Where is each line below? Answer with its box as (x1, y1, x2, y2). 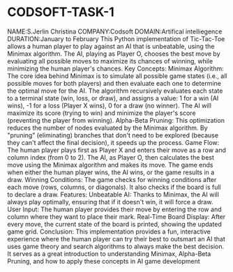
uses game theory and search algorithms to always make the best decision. (7, 242, 225, 250)
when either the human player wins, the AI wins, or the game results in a (7, 168, 215, 176)
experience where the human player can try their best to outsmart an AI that (7, 234, 225, 243)
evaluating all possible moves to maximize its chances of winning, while (7, 56, 213, 65)
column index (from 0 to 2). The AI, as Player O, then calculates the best (7, 153, 215, 161)
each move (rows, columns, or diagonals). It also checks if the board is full (7, 183, 221, 191)
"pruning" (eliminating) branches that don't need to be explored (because (7, 130, 218, 139)
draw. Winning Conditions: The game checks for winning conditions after (7, 175, 217, 183)
